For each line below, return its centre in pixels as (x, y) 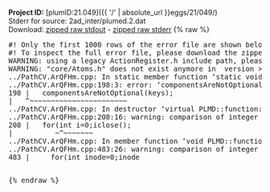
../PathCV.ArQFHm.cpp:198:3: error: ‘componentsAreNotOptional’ (138, 85)
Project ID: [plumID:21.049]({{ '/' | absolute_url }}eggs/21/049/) (113, 12)
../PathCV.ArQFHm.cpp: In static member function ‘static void (135, 77)
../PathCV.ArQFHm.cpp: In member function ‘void (106, 141)
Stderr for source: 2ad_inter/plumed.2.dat (77, 21)
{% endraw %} (34, 180)
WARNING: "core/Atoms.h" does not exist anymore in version (131, 69)
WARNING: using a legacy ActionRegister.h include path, (123, 61)
